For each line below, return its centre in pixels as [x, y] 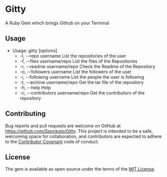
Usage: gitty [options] [35, 50]
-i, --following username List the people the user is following [82, 77]
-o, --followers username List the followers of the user [76, 72]
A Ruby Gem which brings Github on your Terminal [57, 23]
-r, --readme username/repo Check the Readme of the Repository [87, 66]
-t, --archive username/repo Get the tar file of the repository [82, 82]
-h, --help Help [35, 88]
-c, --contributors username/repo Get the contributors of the [82, 92]
